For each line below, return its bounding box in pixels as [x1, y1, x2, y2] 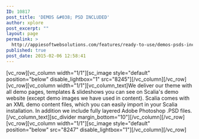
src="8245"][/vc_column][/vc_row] [101, 75, 187, 83]
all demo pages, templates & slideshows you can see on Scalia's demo [6, 88, 179, 95]
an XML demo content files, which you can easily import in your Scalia [6, 100, 178, 108]
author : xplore [6, 20, 44, 26]
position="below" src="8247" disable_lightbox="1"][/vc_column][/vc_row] [6, 126, 187, 133]
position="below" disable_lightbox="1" [6, 75, 100, 83]
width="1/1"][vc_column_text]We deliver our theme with [56, 81, 192, 89]
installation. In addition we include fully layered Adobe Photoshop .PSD [6, 107, 179, 114]
